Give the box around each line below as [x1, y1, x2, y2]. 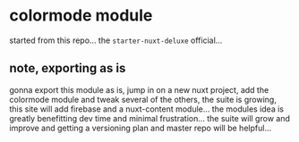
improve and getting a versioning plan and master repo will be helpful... [9, 122, 271, 133]
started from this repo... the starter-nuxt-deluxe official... [9, 35, 223, 46]
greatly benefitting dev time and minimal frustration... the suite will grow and [9, 113, 291, 123]
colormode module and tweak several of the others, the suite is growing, [9, 94, 278, 104]
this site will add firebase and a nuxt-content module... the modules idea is [9, 104, 285, 114]
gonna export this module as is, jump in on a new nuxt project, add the [9, 84, 269, 95]
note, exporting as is [9, 61, 126, 76]
